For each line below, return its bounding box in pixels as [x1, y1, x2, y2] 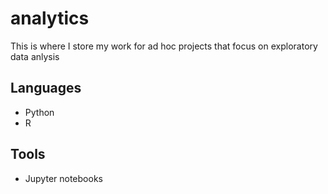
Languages [10, 80, 82, 97]
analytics [10, 7, 90, 30]
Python [24, 106, 55, 118]
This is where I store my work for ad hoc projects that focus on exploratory [10, 40, 318, 52]
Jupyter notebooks [24, 172, 103, 184]
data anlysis [10, 50, 60, 62]
